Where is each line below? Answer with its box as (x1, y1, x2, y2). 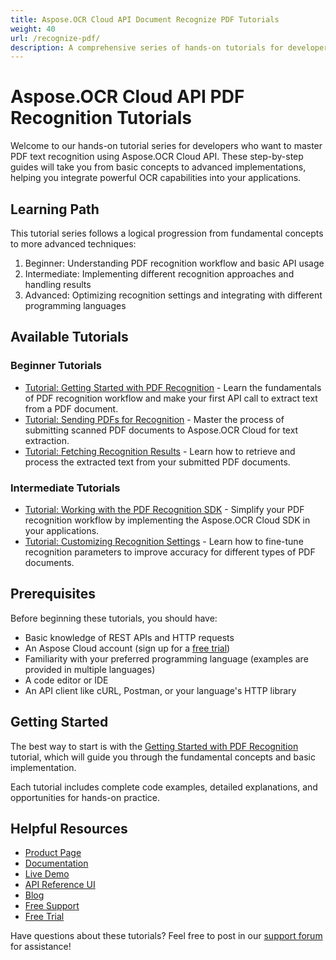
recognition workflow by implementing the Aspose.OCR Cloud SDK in (24, 514, 311, 526)
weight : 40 (10, 24, 56, 34)
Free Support (24, 900, 80, 912)
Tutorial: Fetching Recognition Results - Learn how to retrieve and (24, 445, 296, 457)
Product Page (24, 847, 82, 859)
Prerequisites (10, 586, 96, 603)
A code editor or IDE (24, 674, 109, 686)
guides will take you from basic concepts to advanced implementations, (10, 161, 307, 173)
